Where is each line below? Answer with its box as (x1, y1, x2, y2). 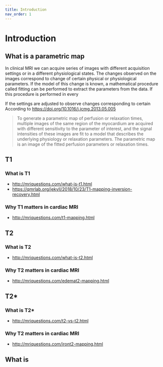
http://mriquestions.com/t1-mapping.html (12, 215, 95, 220)
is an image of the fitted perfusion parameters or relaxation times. (17, 141, 149, 147)
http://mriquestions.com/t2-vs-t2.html (12, 318, 89, 324)
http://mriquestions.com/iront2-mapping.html (12, 341, 103, 347)
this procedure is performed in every (5, 91, 79, 97)
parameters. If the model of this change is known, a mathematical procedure (5, 81, 159, 86)
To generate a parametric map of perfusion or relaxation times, (17, 115, 144, 121)
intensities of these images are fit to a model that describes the (17, 130, 144, 137)
